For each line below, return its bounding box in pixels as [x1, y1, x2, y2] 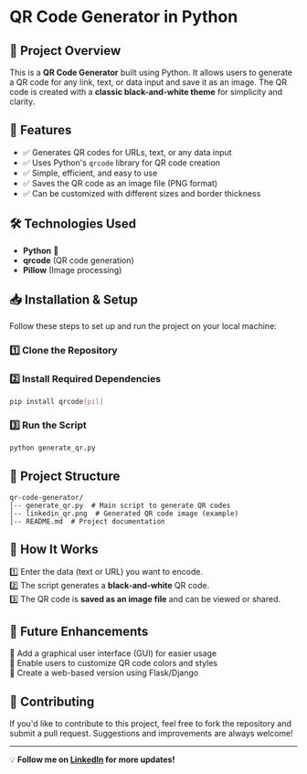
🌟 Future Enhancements [9, 623, 149, 639]
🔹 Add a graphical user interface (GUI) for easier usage [9, 648, 217, 659]
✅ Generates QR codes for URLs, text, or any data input [22, 146, 232, 157]
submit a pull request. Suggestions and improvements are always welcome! [9, 727, 294, 738]
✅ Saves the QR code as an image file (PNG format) [22, 177, 217, 188]
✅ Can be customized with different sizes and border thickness [22, 187, 261, 198]
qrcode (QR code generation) [22, 254, 134, 266]
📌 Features [9, 122, 72, 138]
